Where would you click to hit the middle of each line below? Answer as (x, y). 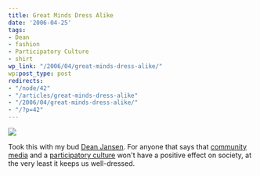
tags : (17, 30)
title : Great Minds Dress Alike (61, 15)
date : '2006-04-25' (40, 23)
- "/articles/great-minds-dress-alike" (73, 95)
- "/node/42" (29, 88)
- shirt (21, 59)
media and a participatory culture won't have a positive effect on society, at (130, 155)
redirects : (26, 81)
